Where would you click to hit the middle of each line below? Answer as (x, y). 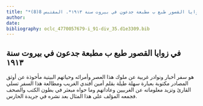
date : (13, 23)
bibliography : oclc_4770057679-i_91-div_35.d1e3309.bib (78, 29)
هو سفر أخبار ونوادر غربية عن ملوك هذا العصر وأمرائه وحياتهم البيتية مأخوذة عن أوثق (100, 77)
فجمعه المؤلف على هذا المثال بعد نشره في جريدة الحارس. (72, 96)
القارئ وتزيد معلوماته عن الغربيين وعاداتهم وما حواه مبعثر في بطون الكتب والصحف (99, 90)
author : (16, 17)
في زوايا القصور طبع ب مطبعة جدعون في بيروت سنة (94, 53)
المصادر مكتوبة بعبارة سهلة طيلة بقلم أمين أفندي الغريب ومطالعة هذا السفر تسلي (97, 83)
